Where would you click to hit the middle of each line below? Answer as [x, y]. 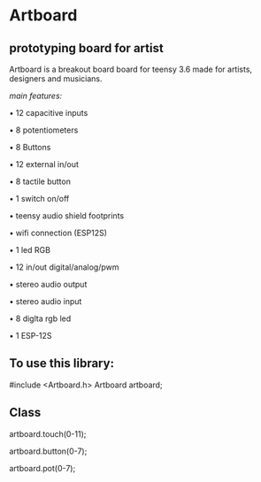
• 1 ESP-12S [31, 336]
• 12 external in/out [44, 164]
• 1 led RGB [30, 250]
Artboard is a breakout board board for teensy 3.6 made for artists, [131, 69]
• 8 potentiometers [44, 130]
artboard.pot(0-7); [42, 468]
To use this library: [62, 363]
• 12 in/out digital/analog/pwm [64, 267]
